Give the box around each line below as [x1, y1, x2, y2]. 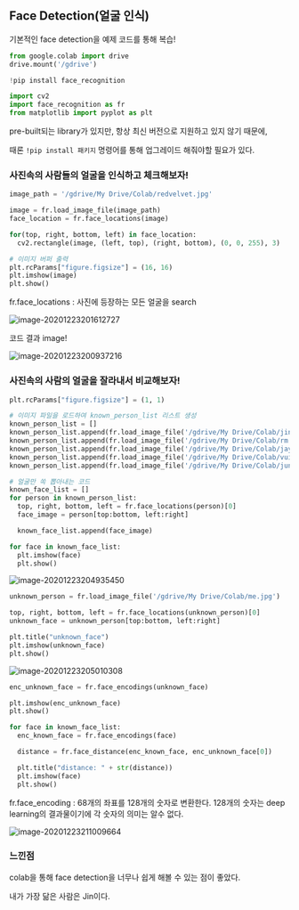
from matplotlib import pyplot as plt [9, 109, 153, 118]
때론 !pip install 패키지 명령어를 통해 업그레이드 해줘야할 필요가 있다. [9, 145, 255, 156]
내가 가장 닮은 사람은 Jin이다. [9, 890, 111, 901]
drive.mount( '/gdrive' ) [9, 60, 98, 69]
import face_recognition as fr [9, 101, 125, 110]
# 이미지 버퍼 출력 [9, 255, 69, 264]
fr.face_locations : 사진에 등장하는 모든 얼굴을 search [9, 297, 198, 307]
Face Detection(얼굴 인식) [9, 8, 149, 24]
